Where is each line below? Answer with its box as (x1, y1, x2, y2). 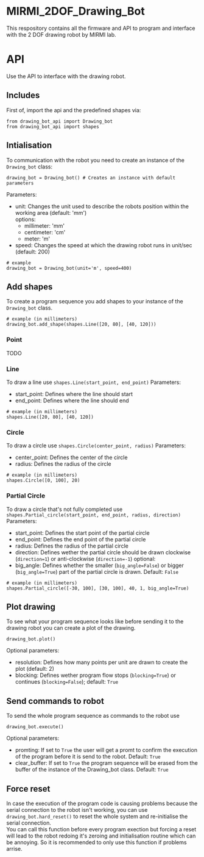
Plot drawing (6, 601, 56, 612)
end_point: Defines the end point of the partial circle (15, 535, 146, 543)
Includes (6, 90, 40, 101)
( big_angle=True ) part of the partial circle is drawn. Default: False (15, 568, 178, 575)
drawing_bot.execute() (6, 724, 64, 730)
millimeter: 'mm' (24, 222, 65, 230)
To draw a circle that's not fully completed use (6, 505, 123, 513)
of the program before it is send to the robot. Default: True (15, 753, 161, 761)
